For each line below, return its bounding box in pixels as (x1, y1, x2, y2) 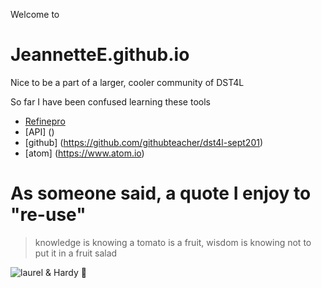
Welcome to (10, 9, 60, 20)
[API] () (24, 125, 55, 138)
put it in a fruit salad (34, 247, 118, 259)
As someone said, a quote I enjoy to (10, 182, 312, 205)
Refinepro (24, 115, 66, 127)
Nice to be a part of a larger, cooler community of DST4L (10, 76, 245, 88)
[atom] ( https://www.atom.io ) (24, 147, 145, 159)
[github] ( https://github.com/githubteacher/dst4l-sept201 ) (24, 136, 264, 148)
